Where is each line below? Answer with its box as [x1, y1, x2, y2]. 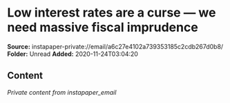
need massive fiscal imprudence [7, 19, 198, 35]
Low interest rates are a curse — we [7, 5, 216, 21]
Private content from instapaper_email [7, 88, 117, 96]
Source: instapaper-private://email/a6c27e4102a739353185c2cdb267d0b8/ [7, 42, 224, 50]
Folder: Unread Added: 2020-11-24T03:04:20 [7, 50, 138, 58]
